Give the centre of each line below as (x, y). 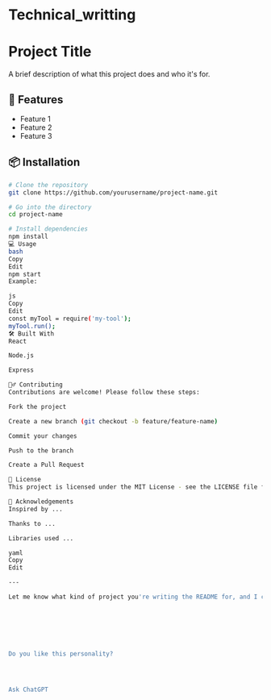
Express (21, 370)
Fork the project (38, 406)
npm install (28, 237)
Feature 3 (36, 135)
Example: (23, 281)
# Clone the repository (48, 185)
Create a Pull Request (46, 465)
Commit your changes (43, 436)
